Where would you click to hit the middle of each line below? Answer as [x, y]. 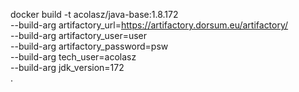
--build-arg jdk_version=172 [67, 67]
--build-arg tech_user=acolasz [73, 57]
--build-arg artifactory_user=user [79, 35]
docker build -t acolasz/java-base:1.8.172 [94, 14]
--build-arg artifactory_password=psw [89, 46]
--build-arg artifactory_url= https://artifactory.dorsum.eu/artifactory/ [149, 25]
